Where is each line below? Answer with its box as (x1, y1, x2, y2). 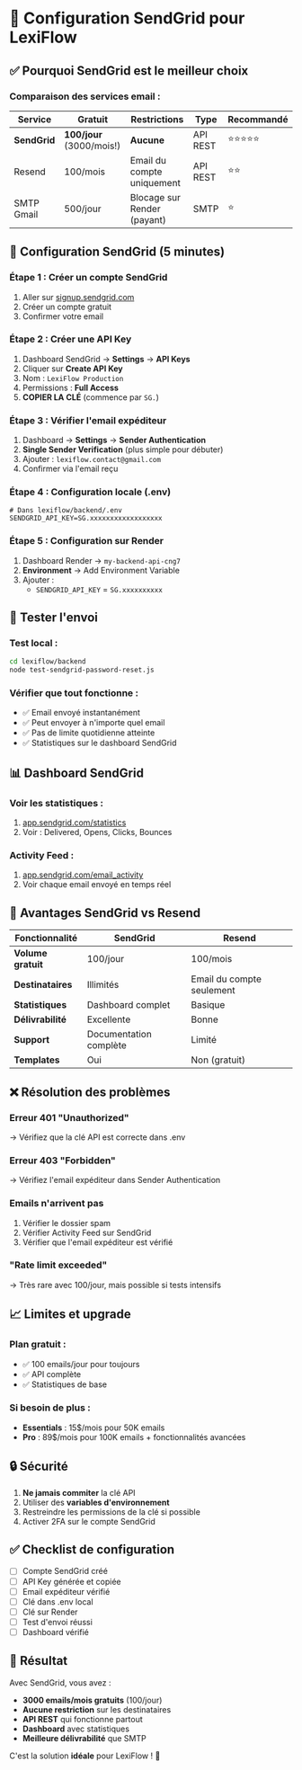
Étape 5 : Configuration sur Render (9, 535, 164, 547)
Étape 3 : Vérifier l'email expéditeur (9, 414, 167, 426)
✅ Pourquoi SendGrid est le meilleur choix (9, 63, 249, 78)
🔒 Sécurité (9, 1459, 69, 1474)
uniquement (129, 176, 182, 189)
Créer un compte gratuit (22, 301, 112, 312)
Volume (13, 947, 48, 960)
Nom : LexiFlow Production (22, 372, 124, 383)
